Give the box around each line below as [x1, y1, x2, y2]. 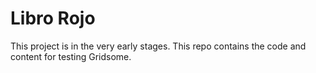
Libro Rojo [10, 7, 96, 30]
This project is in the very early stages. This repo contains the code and [10, 40, 307, 52]
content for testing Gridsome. [10, 50, 132, 62]
